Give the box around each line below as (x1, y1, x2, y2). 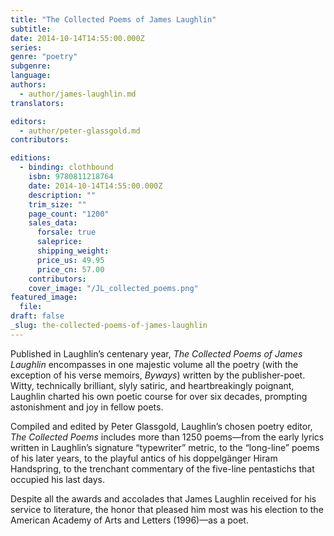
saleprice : (36, 237, 83, 247)
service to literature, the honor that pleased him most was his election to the (10, 503, 324, 515)
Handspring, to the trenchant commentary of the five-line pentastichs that (10, 462, 315, 475)
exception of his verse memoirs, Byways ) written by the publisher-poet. (10, 369, 306, 381)
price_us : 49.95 (36, 255, 105, 265)
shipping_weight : (36, 246, 110, 256)
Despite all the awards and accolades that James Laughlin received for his (10, 492, 317, 505)
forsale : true (36, 227, 97, 238)
